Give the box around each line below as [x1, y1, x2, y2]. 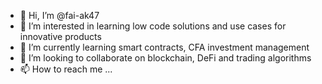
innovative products [19, 31, 102, 42]
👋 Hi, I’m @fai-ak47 [19, 10, 100, 21]
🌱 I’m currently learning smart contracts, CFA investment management [19, 41, 310, 53]
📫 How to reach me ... [19, 63, 113, 75]
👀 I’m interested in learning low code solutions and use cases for [19, 20, 287, 32]
